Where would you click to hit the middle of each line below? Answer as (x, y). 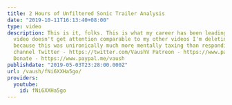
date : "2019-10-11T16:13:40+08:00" (58, 20)
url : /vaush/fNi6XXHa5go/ (44, 71)
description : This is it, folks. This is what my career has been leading (117, 33)
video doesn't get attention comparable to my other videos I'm (108, 39)
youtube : (26, 84)
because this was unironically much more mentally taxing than (106, 46)
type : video (24, 26)
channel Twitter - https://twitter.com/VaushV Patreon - (97, 52)
